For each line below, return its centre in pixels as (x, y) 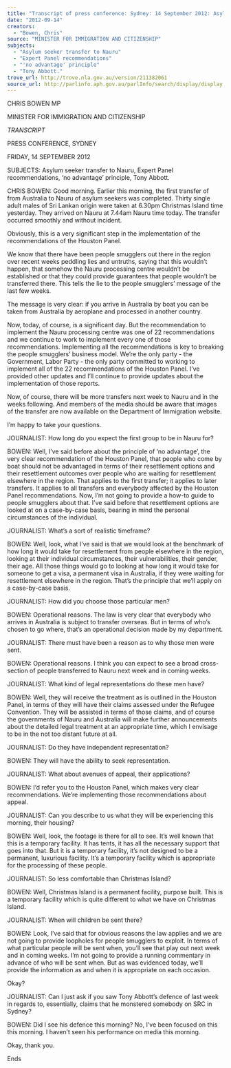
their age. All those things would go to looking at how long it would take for (113, 566)
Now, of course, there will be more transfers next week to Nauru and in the (113, 397)
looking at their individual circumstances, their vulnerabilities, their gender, (113, 559)
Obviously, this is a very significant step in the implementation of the (104, 234)
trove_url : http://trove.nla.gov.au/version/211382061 (87, 78)
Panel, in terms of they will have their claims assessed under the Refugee (111, 705)
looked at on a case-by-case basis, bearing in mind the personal (98, 510)
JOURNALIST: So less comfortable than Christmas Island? (89, 879)
